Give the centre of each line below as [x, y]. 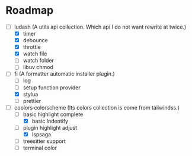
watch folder [39, 61]
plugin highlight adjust [50, 127]
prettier [32, 101]
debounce [35, 40]
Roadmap [30, 10]
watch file [35, 54]
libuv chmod [38, 67]
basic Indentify [50, 121]
